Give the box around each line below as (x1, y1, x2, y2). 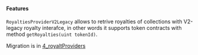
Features (6, 5, 29, 12)
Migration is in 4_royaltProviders (6, 42, 86, 50)
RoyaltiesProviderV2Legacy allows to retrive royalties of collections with (6, 18, 182, 25)
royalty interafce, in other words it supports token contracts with (23, 25, 182, 32)
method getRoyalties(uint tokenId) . (6, 30, 98, 38)
